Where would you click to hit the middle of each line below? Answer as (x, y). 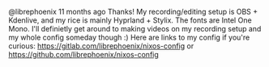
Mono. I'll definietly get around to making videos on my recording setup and (135, 29)
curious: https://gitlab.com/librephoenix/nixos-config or (101, 46)
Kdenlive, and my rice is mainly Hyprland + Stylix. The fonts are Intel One (130, 20)
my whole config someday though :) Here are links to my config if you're (129, 37)
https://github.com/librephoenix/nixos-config (84, 54)
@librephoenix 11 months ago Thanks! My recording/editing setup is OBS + (133, 12)
